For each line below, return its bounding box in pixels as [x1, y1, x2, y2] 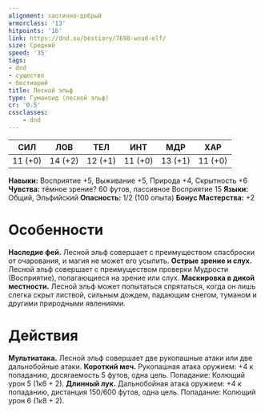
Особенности [8, 221, 104, 239]
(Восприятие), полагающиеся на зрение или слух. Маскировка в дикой [8, 273, 255, 282]
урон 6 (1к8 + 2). [8, 395, 65, 405]
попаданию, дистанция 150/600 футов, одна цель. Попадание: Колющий [8, 387, 256, 397]
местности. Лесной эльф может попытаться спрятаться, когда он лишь [8, 281, 256, 291]
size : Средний [8, 42, 56, 50]
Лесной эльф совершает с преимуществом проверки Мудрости [8, 264, 229, 273]
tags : [8, 57, 26, 65]
